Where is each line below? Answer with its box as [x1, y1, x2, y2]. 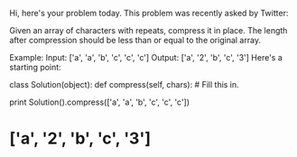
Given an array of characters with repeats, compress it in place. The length [9, 25, 288, 35]
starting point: [9, 62, 61, 72]
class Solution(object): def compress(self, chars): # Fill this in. [9, 79, 239, 89]
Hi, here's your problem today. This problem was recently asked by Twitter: [9, 8, 289, 18]
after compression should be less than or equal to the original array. [9, 35, 262, 45]
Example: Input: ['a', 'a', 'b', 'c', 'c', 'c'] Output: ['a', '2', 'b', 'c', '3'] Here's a [9, 52, 283, 62]
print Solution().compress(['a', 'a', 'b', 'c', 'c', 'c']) [9, 97, 190, 107]
